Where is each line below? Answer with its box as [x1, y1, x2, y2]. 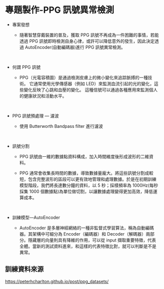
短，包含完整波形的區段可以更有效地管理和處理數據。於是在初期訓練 [19, 176, 157, 182]
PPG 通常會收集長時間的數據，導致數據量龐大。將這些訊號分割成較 [19, 170, 154, 176]
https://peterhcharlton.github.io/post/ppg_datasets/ [5, 278, 109, 284]
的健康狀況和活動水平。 [19, 93, 67, 98]
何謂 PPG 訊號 [12, 64, 41, 70]
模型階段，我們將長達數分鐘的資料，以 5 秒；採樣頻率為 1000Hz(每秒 [19, 182, 159, 188]
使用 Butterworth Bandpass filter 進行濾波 [19, 123, 103, 129]
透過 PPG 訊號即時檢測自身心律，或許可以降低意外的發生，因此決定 [19, 38, 155, 44]
